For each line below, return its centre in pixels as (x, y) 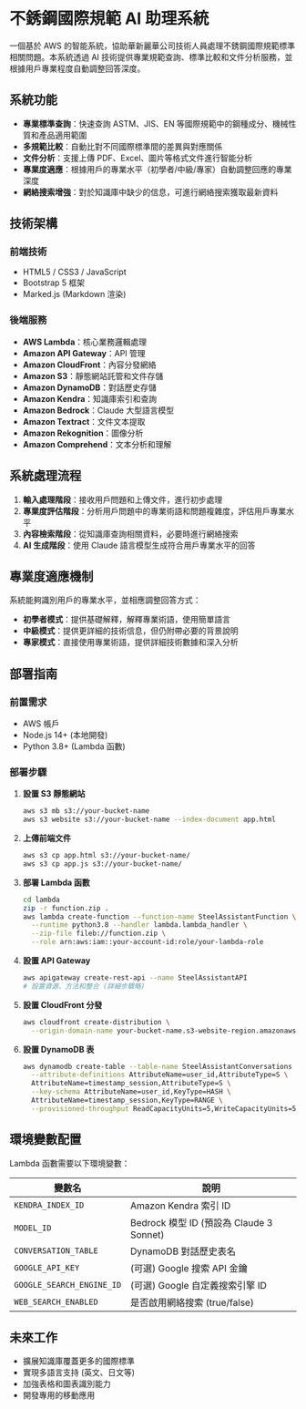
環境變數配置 (46, 1140)
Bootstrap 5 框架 (54, 283)
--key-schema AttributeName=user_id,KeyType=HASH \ (131, 1092)
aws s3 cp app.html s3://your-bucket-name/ (107, 856)
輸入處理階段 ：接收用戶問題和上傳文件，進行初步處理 (122, 499)
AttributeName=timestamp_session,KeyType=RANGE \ (127, 1100)
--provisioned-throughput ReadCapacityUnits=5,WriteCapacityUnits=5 (164, 1108)
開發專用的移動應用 (59, 1395)
